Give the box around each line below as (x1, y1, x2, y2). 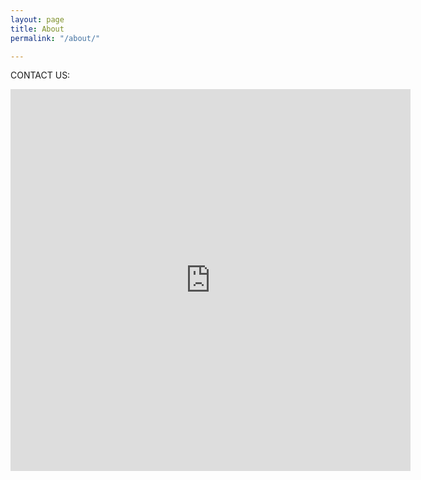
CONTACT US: (10, 69, 71, 81)
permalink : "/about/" (10, 33, 101, 43)
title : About (10, 24, 65, 34)
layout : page (10, 14, 65, 25)
